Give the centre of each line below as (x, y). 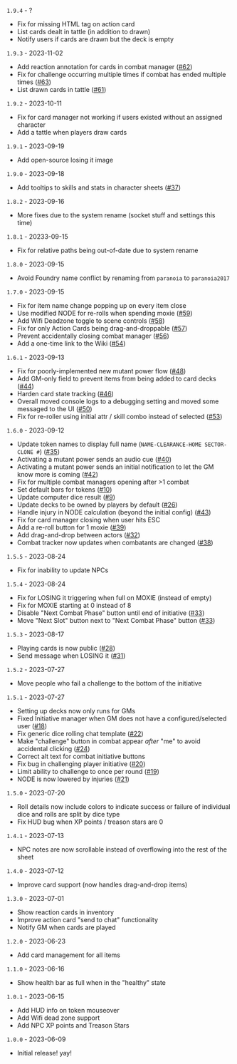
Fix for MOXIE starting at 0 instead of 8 (74, 605)
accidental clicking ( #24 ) (53, 749)
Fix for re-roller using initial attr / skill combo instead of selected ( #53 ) (120, 417)
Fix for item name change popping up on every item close (101, 305)
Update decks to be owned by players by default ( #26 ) (97, 505)
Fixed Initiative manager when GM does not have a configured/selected (122, 718)
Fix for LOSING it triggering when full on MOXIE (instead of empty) (114, 598)
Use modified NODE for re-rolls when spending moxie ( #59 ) (105, 313)
